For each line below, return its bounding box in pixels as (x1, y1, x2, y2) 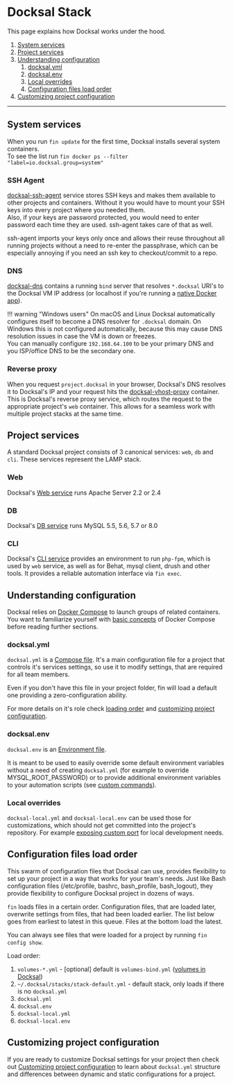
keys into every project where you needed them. (7, 206, 146, 214)
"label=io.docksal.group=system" (7, 159, 104, 166)
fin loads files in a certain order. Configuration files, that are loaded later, (7, 903, 216, 911)
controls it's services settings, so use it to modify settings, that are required (7, 663, 223, 672)
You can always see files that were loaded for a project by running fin (7, 930, 207, 939)
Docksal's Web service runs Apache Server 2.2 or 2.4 (7, 488, 162, 497)
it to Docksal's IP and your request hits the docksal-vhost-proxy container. (7, 387, 220, 395)
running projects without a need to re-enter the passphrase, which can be (7, 241, 218, 250)
